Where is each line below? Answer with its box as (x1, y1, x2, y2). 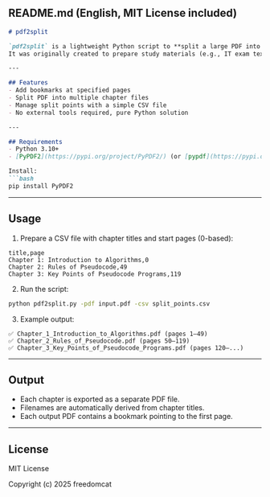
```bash (8, 175, 35, 183)
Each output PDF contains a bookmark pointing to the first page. (19, 412, 233, 421)
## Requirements (8, 138, 63, 146)
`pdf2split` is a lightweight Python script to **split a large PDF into (8, 42, 261, 51)
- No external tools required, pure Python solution (8, 109, 189, 117)
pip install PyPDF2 (8, 182, 74, 190)
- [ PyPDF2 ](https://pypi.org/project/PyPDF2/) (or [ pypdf (8, 153, 207, 161)
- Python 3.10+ (8, 145, 59, 154)
